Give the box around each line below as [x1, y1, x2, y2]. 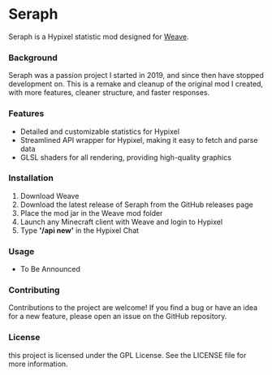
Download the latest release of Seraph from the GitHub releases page [19, 200, 253, 209]
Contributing [8, 285, 60, 296]
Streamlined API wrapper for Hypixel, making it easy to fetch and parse [19, 135, 258, 144]
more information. [8, 359, 68, 369]
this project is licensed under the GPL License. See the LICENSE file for [8, 350, 247, 360]
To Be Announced [19, 265, 81, 274]
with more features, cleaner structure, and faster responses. [8, 88, 209, 97]
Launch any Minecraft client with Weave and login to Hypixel [19, 217, 223, 226]
